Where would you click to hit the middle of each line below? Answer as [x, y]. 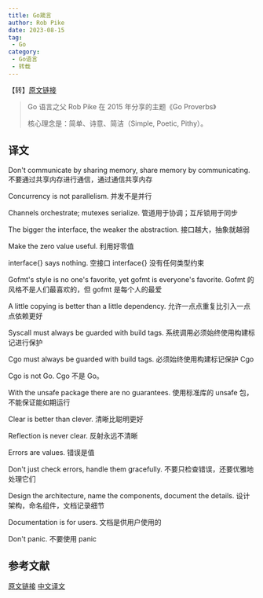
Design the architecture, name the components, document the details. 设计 [129, 495]
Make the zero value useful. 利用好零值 [71, 246]
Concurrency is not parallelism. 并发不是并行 [80, 196]
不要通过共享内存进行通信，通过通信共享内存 [80, 179]
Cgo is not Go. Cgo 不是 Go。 [56, 376]
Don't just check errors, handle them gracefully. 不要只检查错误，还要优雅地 [131, 469]
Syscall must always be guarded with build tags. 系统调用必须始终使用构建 [128, 332]
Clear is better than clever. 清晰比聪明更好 [76, 419]
